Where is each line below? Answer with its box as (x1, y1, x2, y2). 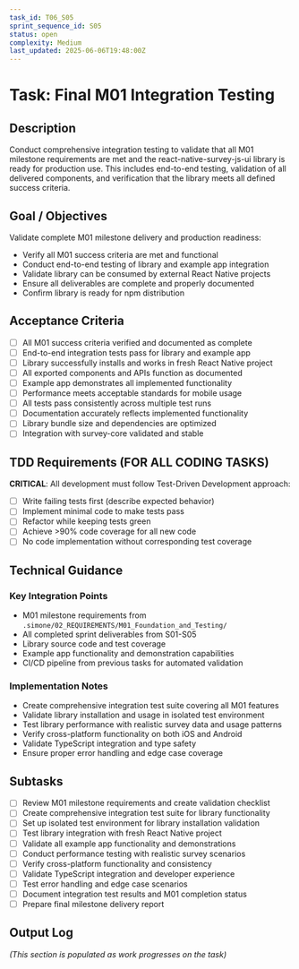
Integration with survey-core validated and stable (21, 428, 204, 439)
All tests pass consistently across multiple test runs (21, 398, 212, 408)
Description (9, 120, 76, 135)
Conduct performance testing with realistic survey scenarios (21, 848, 246, 859)
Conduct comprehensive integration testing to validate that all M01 (9, 144, 254, 155)
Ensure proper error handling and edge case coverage (21, 748, 224, 759)
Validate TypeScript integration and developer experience (21, 868, 235, 879)
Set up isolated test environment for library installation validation (21, 818, 261, 828)
